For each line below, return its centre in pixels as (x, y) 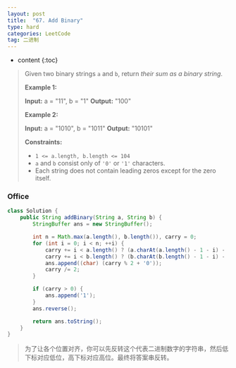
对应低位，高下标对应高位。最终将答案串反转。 (105, 357)
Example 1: (41, 87)
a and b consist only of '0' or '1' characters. (100, 164)
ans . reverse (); (55, 308)
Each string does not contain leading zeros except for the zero (125, 171)
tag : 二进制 (23, 40)
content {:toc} (38, 60)
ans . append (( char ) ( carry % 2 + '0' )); (103, 263)
